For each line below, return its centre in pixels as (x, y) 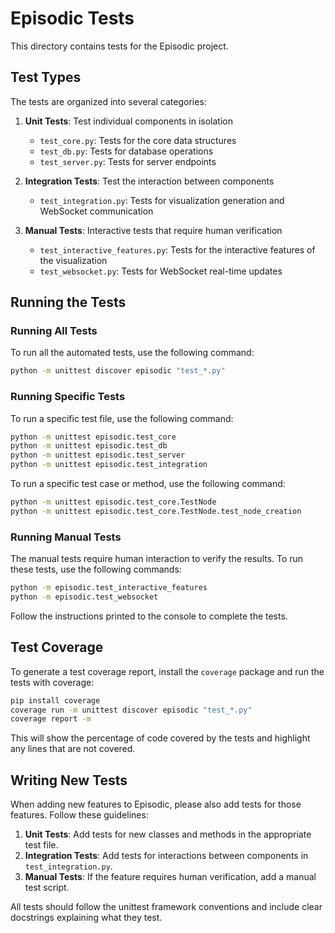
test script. (47, 888)
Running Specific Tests (68, 397)
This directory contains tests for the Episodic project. (119, 46)
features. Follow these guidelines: (79, 815)
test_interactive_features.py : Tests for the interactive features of (177, 249)
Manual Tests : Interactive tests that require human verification (153, 230)
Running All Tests (54, 331)
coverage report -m (51, 719)
